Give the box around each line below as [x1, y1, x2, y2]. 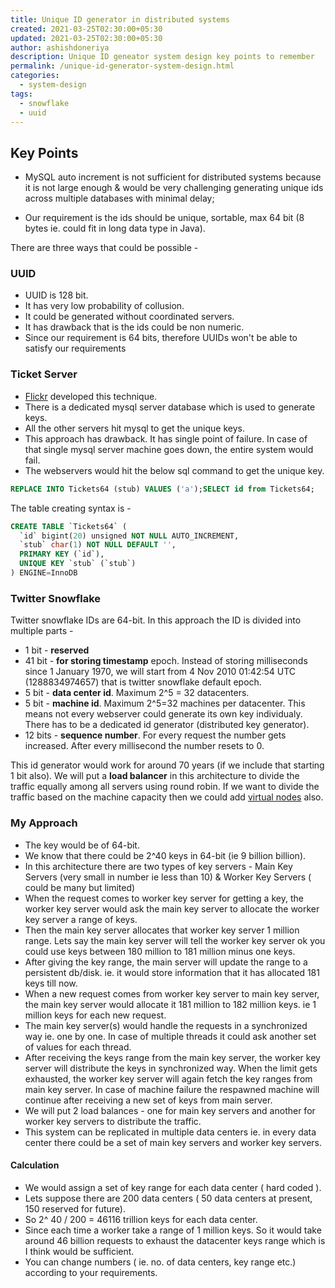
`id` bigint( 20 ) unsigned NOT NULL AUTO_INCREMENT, [19, 531, 240, 541]
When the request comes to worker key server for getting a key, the [24, 892, 304, 904]
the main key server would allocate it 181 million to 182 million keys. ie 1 [24, 998, 317, 1010]
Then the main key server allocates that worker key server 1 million [24, 924, 300, 936]
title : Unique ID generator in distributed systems [10, 14, 230, 25]
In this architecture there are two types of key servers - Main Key [24, 860, 293, 872]
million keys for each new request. [24, 1009, 167, 1021]
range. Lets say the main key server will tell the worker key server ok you [24, 934, 326, 946]
